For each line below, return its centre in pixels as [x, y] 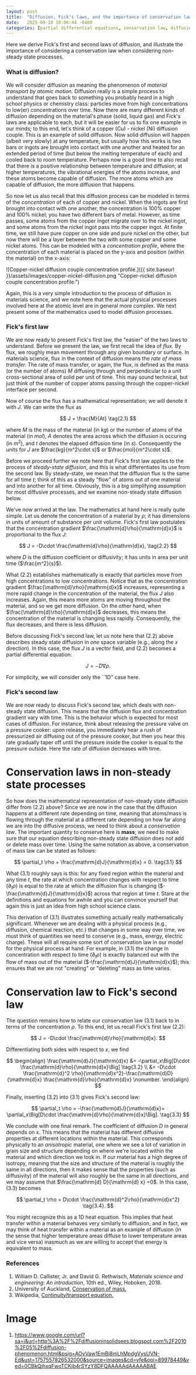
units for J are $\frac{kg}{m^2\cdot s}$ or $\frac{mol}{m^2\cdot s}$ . [89, 449]
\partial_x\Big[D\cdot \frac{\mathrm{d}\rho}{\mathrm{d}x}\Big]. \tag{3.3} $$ [98, 1115]
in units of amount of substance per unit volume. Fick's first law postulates [96, 522]
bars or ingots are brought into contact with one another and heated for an [95, 147]
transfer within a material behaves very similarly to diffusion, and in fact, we [97, 1223]
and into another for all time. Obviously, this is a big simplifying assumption [96, 485]
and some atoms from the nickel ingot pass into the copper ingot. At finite [94, 227]
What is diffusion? [33, 72]
